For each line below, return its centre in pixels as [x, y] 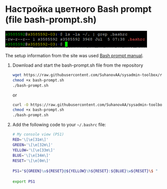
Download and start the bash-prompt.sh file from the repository [78, 65]
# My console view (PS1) [38, 135]
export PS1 [24, 182]
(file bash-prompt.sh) [51, 20]
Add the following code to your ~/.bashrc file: [59, 125]
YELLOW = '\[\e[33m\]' [34, 150]
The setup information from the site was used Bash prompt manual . [74, 55]
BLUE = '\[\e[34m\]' [31, 155]
